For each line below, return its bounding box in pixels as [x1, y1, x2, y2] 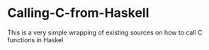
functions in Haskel [7, 35, 64, 44]
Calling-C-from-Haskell [7, 5, 149, 21]
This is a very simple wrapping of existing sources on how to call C [7, 28, 203, 37]
